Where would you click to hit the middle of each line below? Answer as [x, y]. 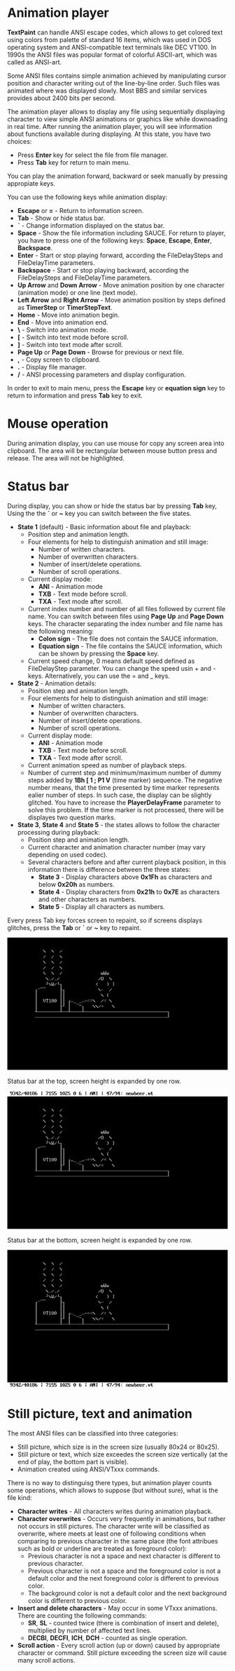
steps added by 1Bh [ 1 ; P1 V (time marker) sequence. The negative [125, 780]
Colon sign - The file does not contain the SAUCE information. [128, 639]
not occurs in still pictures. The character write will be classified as [113, 1527]
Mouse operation [58, 424]
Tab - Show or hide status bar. [61, 218]
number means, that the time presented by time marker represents [124, 787]
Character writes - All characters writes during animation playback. [115, 1511]
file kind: [20, 1498]
